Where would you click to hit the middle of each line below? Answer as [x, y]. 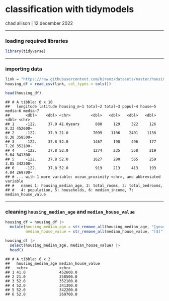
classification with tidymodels [70, 9]
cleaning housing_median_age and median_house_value [70, 212]
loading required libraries [37, 41]
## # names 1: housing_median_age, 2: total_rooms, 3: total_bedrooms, [84, 186]
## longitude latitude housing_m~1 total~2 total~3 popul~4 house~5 [81, 107]
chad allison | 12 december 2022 [39, 23]
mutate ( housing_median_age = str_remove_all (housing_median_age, [80, 227]
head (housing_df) [23, 93]
